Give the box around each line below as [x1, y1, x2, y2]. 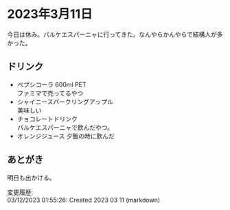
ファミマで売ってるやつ [16, 89, 84, 97]
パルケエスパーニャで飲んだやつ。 [16, 123, 114, 131]
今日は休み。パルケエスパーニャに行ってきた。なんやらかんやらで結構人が [7, 30, 218, 38]
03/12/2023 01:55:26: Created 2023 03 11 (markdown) [7, 196, 161, 204]
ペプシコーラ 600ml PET [16, 80, 87, 89]
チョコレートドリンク [16, 115, 78, 123]
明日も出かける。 [7, 173, 56, 182]
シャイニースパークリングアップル [16, 97, 114, 106]
